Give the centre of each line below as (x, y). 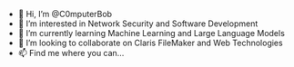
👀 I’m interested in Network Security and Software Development (138, 24)
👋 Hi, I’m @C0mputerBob (65, 14)
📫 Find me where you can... (71, 53)
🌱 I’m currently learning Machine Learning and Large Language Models (151, 33)
